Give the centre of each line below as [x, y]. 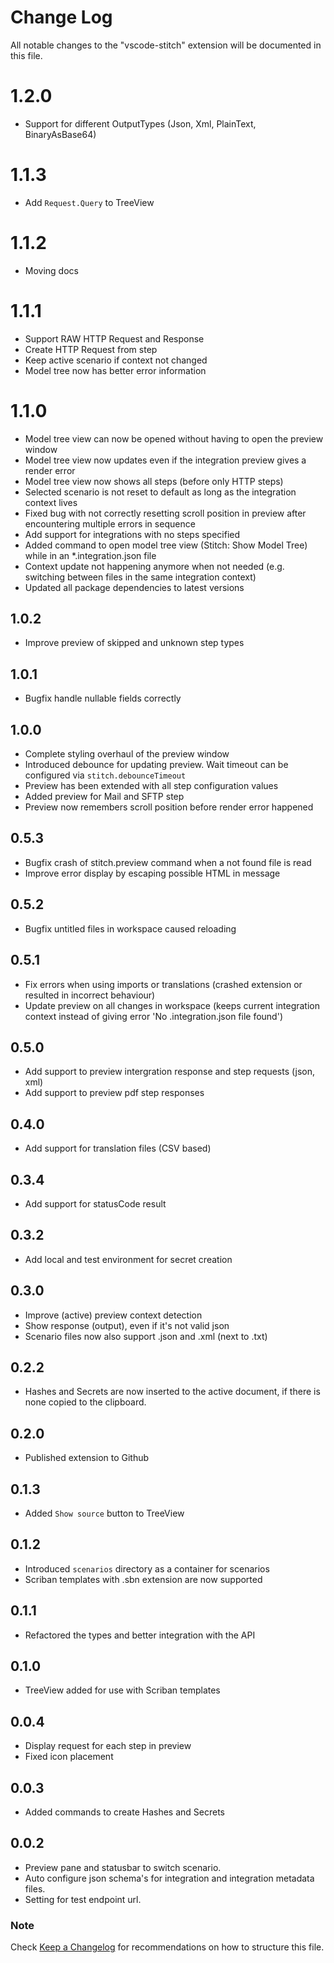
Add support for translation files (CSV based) [118, 1148]
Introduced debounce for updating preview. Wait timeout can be [156, 765]
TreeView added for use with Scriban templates [122, 1690]
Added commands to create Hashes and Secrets [124, 1812]
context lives [51, 502]
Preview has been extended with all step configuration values [151, 786]
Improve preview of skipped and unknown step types [134, 643]
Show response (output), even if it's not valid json [127, 1325]
